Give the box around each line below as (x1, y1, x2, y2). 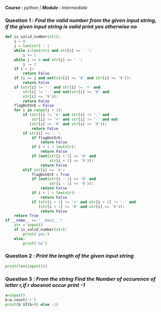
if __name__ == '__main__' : (5, 218, 63, 223)
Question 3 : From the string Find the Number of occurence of (5, 275, 156, 282)
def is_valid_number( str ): (5, 35, 61, 39)
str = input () (14, 223, 43, 228)
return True (14, 213, 39, 218)
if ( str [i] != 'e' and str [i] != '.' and (23, 113, 110, 117)
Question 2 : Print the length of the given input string (5, 252, 134, 259)
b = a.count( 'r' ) (5, 297, 37, 302)
